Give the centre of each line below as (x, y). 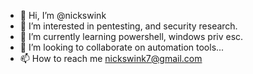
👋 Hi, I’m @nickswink (63, 15)
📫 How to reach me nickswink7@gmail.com (111, 58)
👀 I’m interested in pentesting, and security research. (128, 26)
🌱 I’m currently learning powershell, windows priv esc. (131, 36)
